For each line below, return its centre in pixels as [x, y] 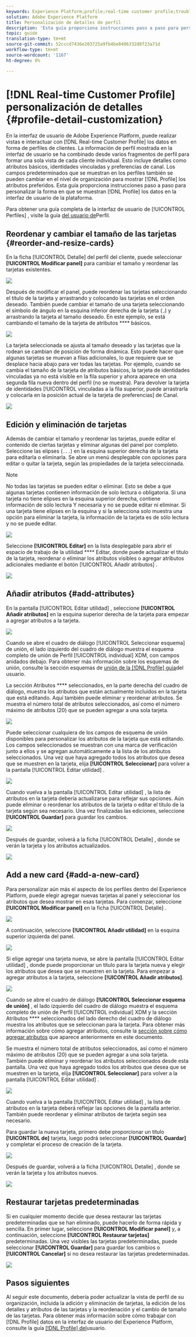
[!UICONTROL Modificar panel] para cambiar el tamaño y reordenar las [92, 264]
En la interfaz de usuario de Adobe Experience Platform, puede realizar [91, 136]
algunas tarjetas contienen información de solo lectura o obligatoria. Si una [96, 493]
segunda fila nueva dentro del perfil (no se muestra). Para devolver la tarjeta [98, 383]
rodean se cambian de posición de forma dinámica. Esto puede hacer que [95, 351]
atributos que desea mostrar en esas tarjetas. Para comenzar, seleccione [94, 901]
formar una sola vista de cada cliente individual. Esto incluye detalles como [96, 160]
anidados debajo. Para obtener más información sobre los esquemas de [92, 661]
